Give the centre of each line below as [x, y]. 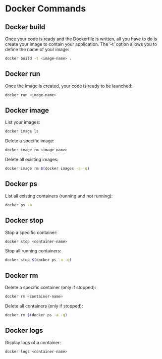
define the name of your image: [37, 49]
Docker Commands [46, 9]
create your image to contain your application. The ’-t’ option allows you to [81, 44]
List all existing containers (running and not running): [59, 196]
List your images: [23, 122]
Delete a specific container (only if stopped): [51, 288]
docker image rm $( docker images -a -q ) [48, 169]
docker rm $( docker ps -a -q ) [36, 315]
